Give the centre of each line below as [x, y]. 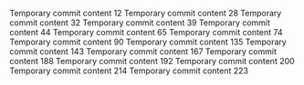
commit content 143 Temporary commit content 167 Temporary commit [143, 52]
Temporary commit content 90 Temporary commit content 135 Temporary [148, 42]
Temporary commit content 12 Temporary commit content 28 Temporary [146, 13]
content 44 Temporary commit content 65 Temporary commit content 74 [146, 32]
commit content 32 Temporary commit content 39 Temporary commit [140, 23]
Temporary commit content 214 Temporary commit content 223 [129, 71]
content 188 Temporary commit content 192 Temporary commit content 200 [152, 61]
